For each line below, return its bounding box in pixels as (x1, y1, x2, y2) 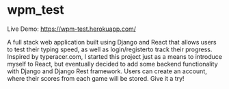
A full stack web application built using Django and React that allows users (7, 38, 217, 46)
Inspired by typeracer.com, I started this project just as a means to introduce (7, 52, 222, 60)
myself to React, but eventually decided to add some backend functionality (7, 60, 218, 68)
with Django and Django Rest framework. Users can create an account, (7, 67, 207, 75)
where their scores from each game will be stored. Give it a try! (7, 74, 185, 82)
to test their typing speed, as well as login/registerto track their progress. (7, 45, 213, 53)
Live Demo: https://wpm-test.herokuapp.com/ (7, 25, 137, 33)
